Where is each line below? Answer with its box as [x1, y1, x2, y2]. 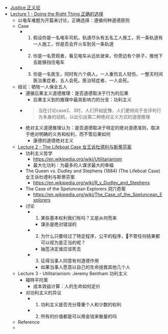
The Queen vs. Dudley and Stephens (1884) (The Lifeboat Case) [25, 168, 161, 174]
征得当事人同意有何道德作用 [40, 258, 99, 263]
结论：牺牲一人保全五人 [17, 84, 67, 90]
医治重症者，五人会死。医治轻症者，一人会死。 [33, 77, 132, 83]
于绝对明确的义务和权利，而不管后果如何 [25, 131, 111, 137]
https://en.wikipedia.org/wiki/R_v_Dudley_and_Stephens [33, 180, 150, 186]
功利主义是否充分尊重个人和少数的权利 [40, 301, 122, 307]
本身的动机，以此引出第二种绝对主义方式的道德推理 [42, 114, 151, 120]
